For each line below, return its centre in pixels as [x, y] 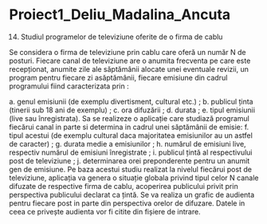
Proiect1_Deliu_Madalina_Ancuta [120, 15]
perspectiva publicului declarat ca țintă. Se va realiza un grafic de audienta [132, 195]
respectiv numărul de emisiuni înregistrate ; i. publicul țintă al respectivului [131, 152]
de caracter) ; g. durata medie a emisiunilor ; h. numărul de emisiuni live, [128, 143]
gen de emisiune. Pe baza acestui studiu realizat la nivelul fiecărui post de [130, 169]
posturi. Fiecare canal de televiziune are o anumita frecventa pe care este [130, 61]
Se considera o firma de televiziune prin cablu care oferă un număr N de [128, 52]
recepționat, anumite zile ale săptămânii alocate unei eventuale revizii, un [129, 69]
